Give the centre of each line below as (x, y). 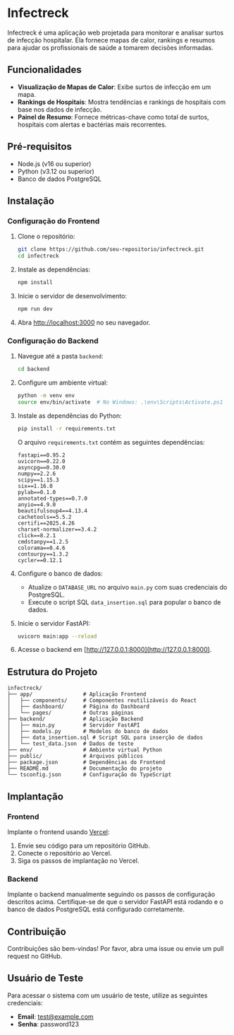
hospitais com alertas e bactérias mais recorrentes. (92, 124)
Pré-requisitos (40, 147)
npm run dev (35, 309)
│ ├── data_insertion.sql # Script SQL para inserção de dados (105, 738)
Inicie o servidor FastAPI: (54, 623)
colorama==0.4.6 (41, 548)
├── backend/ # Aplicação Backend (75, 719)
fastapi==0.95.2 (41, 455)
